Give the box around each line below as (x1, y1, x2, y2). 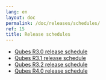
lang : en (5, 8, 28, 15)
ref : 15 (5, 25, 25, 32)
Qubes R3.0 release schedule (14, 48, 88, 55)
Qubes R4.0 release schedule (14, 67, 88, 75)
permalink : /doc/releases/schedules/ (5, 20, 101, 26)
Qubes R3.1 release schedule (14, 55, 87, 62)
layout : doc (5, 15, 36, 21)
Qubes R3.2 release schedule (14, 61, 88, 68)
